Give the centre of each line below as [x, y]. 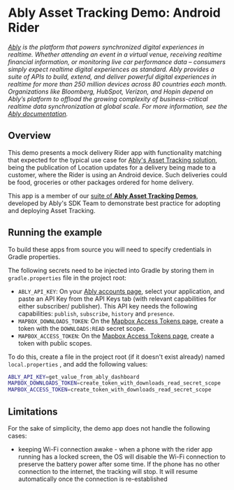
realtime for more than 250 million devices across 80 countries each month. [118, 84]
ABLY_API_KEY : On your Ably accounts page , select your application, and [121, 291]
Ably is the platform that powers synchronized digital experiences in [106, 47]
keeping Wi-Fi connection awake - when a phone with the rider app [115, 449]
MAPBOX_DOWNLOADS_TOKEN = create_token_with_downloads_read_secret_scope [114, 383]
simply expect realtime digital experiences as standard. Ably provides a [111, 69]
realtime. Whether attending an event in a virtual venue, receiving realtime [115, 54]
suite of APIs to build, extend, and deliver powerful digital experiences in [112, 76]
